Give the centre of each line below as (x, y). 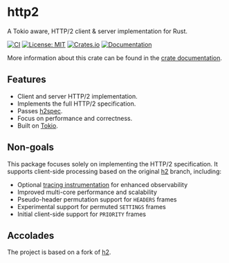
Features (27, 80)
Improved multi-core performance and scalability (87, 192)
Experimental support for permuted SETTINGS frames (91, 206)
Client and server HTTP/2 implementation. (77, 96)
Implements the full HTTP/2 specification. (76, 104)
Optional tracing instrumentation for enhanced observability (102, 184)
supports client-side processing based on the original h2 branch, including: (114, 171)
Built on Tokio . (38, 126)
